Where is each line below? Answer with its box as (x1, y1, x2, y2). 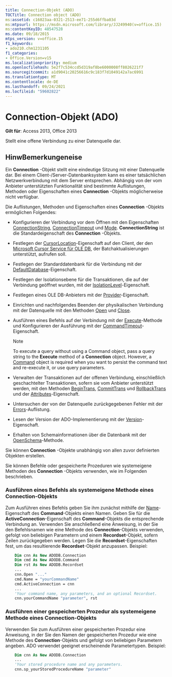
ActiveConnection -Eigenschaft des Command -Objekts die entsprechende (5, 515, 164, 522)
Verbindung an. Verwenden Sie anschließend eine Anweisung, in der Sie (5, 521, 158, 527)
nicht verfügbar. (5, 194, 40, 200)
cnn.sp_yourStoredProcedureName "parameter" (14, 667, 111, 672)
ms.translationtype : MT (5, 75, 56, 80)
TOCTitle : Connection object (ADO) (5, 12, 82, 17)
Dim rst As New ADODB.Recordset (14, 562, 84, 567)
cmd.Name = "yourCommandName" (14, 577, 80, 582)
